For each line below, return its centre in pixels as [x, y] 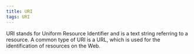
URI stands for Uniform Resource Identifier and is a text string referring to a [97, 33]
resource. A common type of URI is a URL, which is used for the [83, 39]
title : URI [19, 11]
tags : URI [18, 17]
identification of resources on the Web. [53, 46]
